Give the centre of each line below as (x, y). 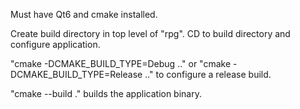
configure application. (55, 44)
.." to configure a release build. (208, 74)
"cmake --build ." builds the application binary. (106, 93)
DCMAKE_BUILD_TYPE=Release (76, 74)
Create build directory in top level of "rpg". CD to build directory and (150, 33)
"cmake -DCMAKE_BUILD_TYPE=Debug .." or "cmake (121, 63)
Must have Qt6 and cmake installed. (84, 14)
